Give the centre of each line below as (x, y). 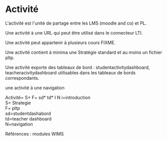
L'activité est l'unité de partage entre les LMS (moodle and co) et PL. (76, 23)
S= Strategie (18, 103)
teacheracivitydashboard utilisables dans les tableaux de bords (70, 73)
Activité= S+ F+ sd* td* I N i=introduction (48, 97)
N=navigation (19, 124)
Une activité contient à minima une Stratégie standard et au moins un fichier (83, 52)
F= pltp (13, 108)
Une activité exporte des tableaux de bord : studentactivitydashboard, (77, 67)
